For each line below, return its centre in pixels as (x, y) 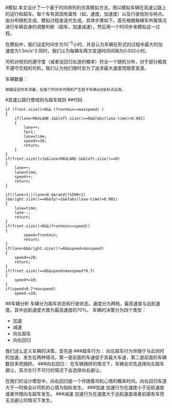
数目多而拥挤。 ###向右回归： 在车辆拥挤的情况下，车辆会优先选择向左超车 (85, 363)
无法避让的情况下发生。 (30, 400)
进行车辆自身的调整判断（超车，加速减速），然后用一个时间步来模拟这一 (80, 27)
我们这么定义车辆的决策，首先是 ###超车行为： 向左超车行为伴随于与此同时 (85, 351)
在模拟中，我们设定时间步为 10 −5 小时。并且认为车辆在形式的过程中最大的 (82, 44)
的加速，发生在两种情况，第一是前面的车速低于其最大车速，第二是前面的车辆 (86, 357)
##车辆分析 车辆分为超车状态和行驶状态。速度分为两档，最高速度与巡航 (81, 303)
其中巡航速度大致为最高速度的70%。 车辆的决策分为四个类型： (80, 310)
